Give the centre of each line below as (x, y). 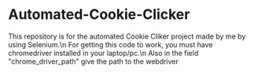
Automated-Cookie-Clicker (99, 15)
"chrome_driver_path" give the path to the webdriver (94, 61)
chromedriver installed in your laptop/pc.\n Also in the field (103, 53)
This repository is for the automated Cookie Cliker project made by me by (127, 36)
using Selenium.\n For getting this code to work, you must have (110, 44)
